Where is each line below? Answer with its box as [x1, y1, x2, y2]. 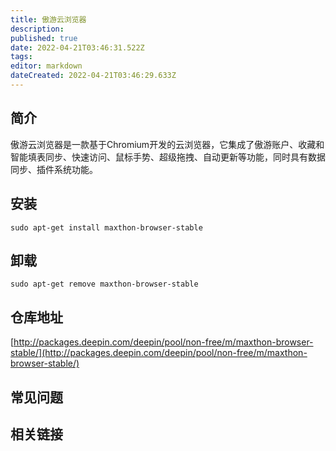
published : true [10, 33, 78, 43]
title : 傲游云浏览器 [10, 14, 87, 25]
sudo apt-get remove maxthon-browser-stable [10, 279, 199, 290]
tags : [10, 52, 33, 62]
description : [10, 24, 65, 34]
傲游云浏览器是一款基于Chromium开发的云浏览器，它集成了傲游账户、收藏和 [10, 138, 325, 150]
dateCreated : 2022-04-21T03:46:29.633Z [10, 71, 177, 81]
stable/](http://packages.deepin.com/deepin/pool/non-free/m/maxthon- [10, 347, 308, 359]
